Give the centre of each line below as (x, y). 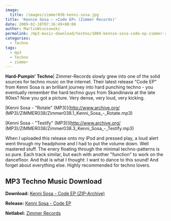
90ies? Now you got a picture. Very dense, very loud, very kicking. (75, 98)
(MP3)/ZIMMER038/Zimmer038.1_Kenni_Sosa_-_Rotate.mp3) (69, 113)
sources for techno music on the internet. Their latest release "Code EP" (81, 82)
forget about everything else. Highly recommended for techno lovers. (78, 165)
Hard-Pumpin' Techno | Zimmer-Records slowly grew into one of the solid (83, 76)
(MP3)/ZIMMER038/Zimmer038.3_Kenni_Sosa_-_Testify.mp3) (70, 129)
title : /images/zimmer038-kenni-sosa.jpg (54, 15)
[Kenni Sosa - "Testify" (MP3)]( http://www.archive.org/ (63, 123)
